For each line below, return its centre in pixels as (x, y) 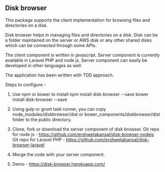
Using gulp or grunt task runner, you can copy (59, 109)
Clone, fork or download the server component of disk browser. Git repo (86, 129)
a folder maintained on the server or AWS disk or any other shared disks (79, 40)
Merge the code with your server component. (59, 154)
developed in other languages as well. (44, 65)
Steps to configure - (25, 85)
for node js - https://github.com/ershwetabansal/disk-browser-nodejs (83, 134)
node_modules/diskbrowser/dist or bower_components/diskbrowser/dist (86, 114)
